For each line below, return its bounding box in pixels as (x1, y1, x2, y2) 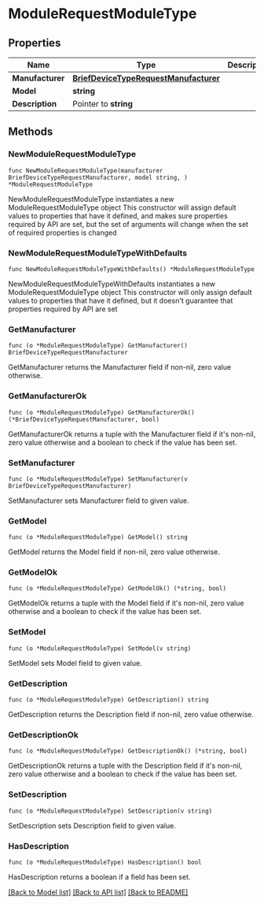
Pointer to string (71, 99, 134, 109)
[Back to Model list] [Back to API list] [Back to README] (8, 887, 189, 897)
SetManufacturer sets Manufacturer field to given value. (8, 496, 190, 505)
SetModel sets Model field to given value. (8, 658, 143, 668)
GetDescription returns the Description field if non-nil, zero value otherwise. (8, 710, 254, 720)
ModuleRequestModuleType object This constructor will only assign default (8, 287, 253, 296)
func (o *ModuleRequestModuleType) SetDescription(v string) (8, 807, 213, 815)
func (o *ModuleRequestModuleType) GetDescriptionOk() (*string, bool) (8, 747, 247, 755)
